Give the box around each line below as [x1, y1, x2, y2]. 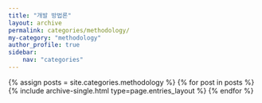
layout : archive [8, 19, 62, 27]
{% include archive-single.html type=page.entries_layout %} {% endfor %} [8, 86, 254, 95]
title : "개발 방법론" [8, 11, 72, 20]
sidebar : [8, 48, 37, 56]
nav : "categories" [22, 56, 84, 64]
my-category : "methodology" [8, 33, 102, 42]
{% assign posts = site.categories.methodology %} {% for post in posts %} [8, 77, 255, 87]
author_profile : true [8, 41, 80, 49]
